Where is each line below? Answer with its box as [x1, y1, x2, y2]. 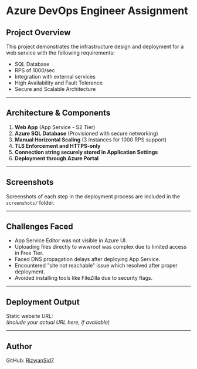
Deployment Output [6, 297, 80, 307]
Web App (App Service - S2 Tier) [14, 123, 96, 130]
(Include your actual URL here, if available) [6, 319, 110, 326]
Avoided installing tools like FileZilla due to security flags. [14, 275, 153, 282]
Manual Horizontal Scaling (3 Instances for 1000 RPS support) [14, 136, 167, 143]
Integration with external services [14, 73, 96, 80]
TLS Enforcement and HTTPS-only [14, 142, 101, 149]
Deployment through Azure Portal [14, 154, 99, 162]
